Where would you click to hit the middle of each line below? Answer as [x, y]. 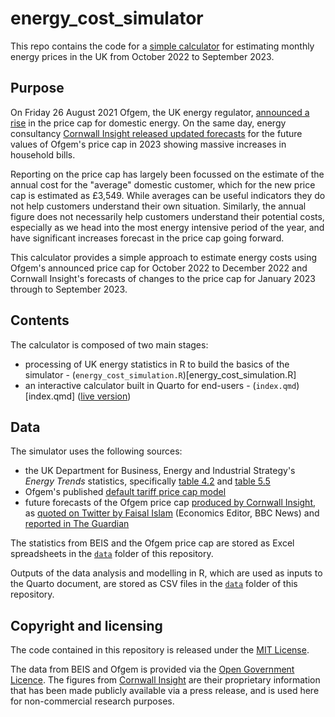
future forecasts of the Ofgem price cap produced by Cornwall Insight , [170, 503]
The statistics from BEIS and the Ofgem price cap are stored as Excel [152, 543]
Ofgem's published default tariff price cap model [125, 492]
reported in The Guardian [77, 524]
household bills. [43, 154]
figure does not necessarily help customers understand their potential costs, [167, 216]
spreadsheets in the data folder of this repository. [112, 554]
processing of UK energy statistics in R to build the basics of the [157, 364]
